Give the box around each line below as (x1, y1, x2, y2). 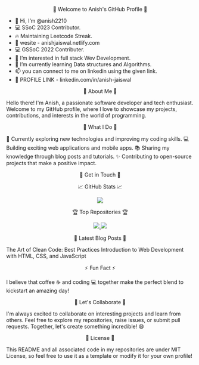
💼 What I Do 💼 (83, 123, 117, 131)
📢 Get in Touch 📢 (79, 171, 121, 178)
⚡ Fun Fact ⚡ (84, 264, 116, 271)
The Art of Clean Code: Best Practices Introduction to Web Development (6, 246, 184, 253)
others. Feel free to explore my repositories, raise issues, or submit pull (6, 317, 181, 323)
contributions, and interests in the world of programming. (6, 112, 147, 119)
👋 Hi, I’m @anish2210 (14, 17, 67, 24)
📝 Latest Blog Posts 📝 (73, 234, 127, 242)
